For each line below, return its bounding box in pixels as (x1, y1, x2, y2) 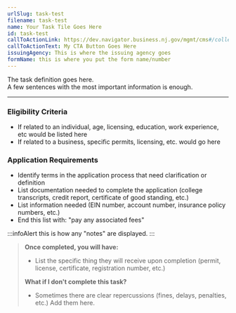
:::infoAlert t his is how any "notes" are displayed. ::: (7, 229, 155, 238)
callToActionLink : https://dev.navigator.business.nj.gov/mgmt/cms (7, 36, 209, 44)
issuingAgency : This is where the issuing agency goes (7, 50, 171, 57)
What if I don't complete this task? (24, 278, 127, 286)
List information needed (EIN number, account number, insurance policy (17, 201, 226, 209)
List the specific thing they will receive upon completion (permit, (34, 257, 221, 265)
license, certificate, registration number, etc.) (34, 264, 166, 272)
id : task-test (7, 29, 49, 37)
